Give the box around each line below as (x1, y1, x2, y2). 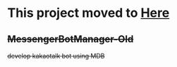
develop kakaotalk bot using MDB (7, 51, 105, 60)
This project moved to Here (7, 5, 170, 21)
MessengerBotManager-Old (7, 33, 134, 45)
